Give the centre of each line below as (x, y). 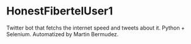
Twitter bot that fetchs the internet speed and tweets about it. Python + (95, 28)
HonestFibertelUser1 (60, 11)
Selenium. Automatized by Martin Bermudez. (63, 34)
